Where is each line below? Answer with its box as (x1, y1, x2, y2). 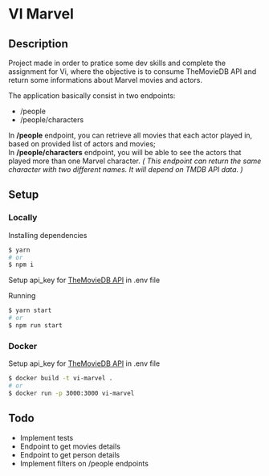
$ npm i (8, 261, 35, 269)
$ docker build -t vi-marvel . (8, 375, 113, 383)
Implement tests (19, 433, 74, 442)
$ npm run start (8, 322, 63, 330)
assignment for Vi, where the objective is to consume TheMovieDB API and (8, 67, 257, 76)
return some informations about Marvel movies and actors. (8, 76, 203, 84)
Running (8, 291, 36, 301)
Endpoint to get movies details (19, 441, 120, 451)
